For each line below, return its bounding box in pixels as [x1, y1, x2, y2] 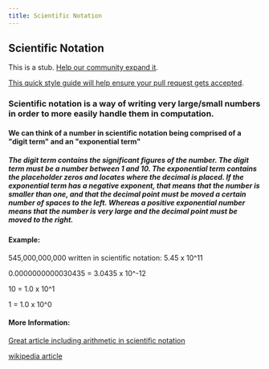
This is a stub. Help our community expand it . [8, 63, 159, 72]
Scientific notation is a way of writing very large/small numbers [8, 98, 261, 109]
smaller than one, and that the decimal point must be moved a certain [8, 189, 247, 199]
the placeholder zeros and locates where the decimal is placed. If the [8, 172, 244, 181]
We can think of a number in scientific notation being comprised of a [8, 128, 242, 137]
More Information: [8, 318, 71, 327]
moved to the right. [8, 214, 74, 225]
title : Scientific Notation [8, 11, 103, 20]
